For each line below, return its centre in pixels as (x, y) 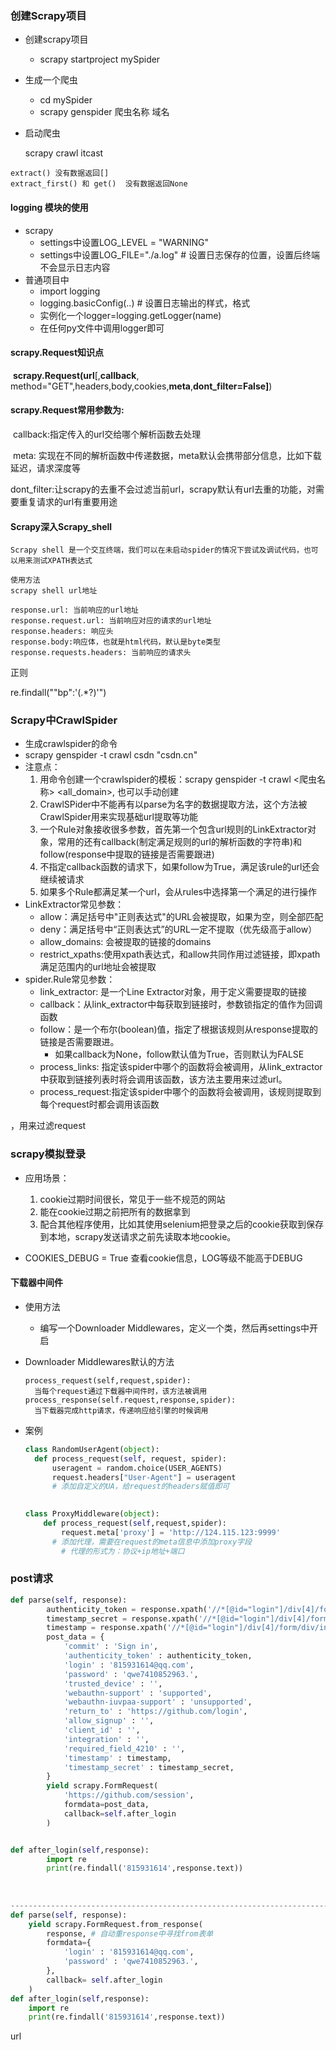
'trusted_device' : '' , (113, 1683)
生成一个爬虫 (51, 80)
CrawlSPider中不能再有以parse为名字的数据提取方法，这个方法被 (173, 804)
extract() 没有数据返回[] (60, 173)
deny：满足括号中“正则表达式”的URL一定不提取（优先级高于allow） (178, 929)
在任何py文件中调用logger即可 (102, 328)
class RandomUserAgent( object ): (92, 1449)
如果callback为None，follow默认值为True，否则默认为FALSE (179, 1054)
